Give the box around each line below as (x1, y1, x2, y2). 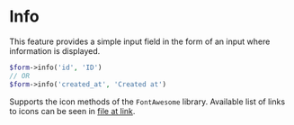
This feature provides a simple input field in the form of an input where (9, 36, 271, 47)
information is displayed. (9, 45, 101, 56)
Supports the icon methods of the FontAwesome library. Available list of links (9, 96, 286, 107)
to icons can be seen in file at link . (9, 105, 136, 116)
